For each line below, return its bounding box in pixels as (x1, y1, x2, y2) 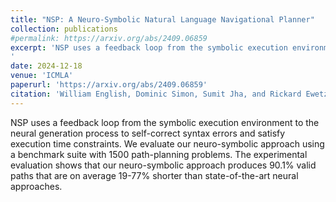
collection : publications (10, 24, 118, 34)
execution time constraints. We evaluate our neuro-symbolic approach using (10, 137, 325, 150)
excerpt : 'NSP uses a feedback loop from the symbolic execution (10, 42, 288, 53)
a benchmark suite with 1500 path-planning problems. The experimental (10, 148, 308, 160)
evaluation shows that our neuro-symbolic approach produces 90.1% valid (10, 159, 317, 171)
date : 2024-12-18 (10, 61, 83, 71)
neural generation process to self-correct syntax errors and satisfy (10, 127, 286, 139)
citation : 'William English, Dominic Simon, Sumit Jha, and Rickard (10, 89, 302, 99)
